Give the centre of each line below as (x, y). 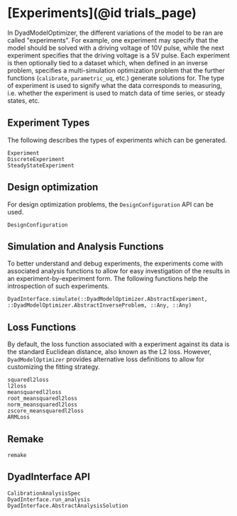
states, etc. (24, 100)
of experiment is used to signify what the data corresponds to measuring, (115, 85)
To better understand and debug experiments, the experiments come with (115, 263)
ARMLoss (19, 417)
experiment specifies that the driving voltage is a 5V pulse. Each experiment (119, 55)
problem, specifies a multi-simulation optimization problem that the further (116, 70)
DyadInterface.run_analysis (49, 499)
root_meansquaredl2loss (43, 399)
